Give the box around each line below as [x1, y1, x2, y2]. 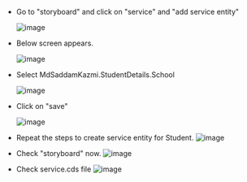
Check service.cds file [15, 164, 92, 174]
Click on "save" [15, 102, 68, 110]
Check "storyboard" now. [15, 149, 102, 158]
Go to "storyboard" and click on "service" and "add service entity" [15, 7, 240, 16]
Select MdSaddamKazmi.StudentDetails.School [15, 70, 175, 80]
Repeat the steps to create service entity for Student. [15, 133, 194, 142]
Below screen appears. [15, 38, 93, 48]
